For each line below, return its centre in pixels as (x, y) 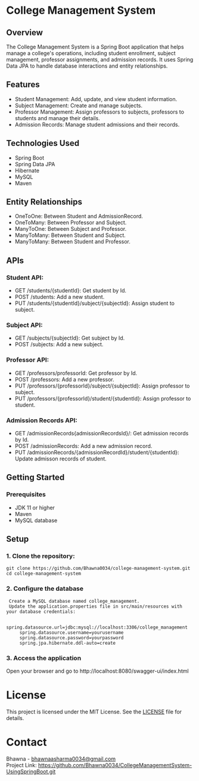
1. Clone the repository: (41, 556)
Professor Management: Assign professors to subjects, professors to (99, 112)
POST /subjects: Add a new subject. (59, 344)
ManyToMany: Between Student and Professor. (73, 242)
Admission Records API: (42, 420)
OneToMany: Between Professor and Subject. (71, 222)
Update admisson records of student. (61, 459)
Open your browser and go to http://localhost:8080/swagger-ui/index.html (97, 671)
